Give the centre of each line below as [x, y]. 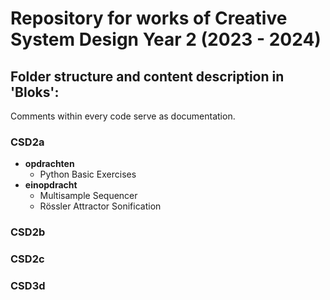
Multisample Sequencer [88, 196]
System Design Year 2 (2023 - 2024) [166, 39]
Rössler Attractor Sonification [100, 206]
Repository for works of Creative [149, 18]
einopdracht [51, 185]
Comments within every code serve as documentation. [123, 116]
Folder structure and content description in [147, 76]
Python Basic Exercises [88, 174]
